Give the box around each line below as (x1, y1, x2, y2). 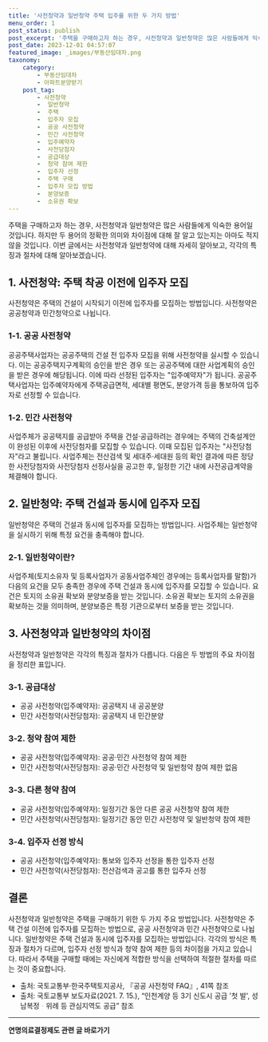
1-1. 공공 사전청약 (8, 331, 71, 342)
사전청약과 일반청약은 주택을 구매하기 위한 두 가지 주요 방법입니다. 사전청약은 (8, 913, 247, 923)
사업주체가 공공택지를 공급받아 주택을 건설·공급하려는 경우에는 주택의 (8, 431, 222, 441)
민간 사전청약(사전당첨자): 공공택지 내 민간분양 (19, 711, 164, 721)
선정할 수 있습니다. (22, 390, 81, 399)
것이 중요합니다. (16, 964, 66, 973)
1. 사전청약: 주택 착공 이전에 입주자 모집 (8, 275, 189, 289)
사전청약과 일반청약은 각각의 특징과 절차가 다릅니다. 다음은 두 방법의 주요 (8, 649, 234, 659)
